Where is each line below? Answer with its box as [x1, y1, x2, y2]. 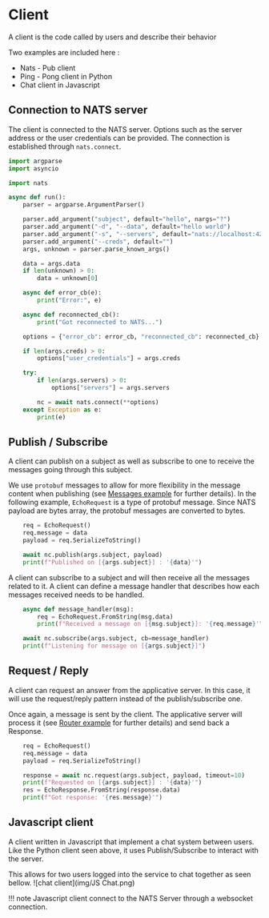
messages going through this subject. [8, 465, 133, 475]
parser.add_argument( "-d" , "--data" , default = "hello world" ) [22, 222, 231, 231]
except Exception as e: [22, 406, 102, 414]
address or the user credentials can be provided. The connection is [8, 133, 231, 142]
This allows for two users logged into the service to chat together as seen [8, 869, 251, 879]
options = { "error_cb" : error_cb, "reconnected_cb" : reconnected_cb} [22, 332, 260, 341]
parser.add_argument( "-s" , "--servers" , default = [22, 230, 192, 238]
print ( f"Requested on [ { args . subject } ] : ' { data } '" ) [22, 779, 203, 787]
